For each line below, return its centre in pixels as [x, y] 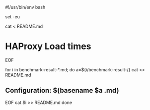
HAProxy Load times [48, 46]
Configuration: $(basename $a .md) [62, 90]
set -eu [12, 17]
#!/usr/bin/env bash [25, 7]
